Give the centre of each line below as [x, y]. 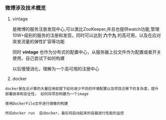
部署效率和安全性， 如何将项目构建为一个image [47, 94]
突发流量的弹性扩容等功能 [38, 42]
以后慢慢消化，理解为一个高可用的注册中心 [56, 69]
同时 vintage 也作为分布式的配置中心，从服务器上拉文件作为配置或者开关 [87, 52]
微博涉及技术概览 [26, 7]
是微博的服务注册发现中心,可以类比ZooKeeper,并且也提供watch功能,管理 [86, 29]
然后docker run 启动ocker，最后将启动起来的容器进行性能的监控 [65, 113]
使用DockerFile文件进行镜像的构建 [37, 104]
